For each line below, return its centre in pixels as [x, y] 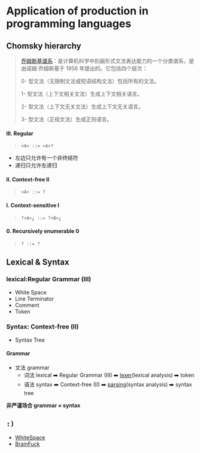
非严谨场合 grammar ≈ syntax [43, 405]
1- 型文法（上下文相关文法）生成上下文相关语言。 [81, 94]
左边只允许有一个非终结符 [46, 158]
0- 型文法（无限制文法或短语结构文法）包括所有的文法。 [90, 81]
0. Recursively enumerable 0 [43, 231]
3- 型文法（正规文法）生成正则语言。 [66, 119]
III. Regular [20, 133]
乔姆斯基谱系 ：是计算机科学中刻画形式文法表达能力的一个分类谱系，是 [107, 61]
